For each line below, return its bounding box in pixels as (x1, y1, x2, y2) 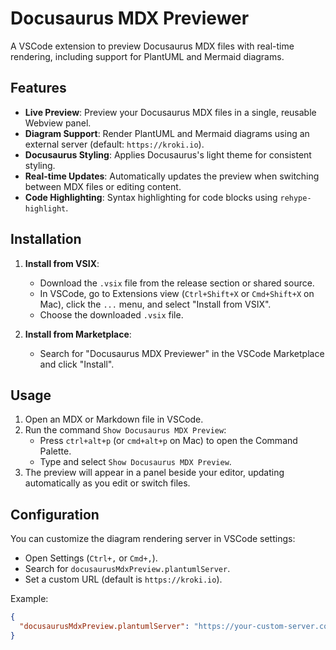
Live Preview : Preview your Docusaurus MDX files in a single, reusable (24, 106, 317, 118)
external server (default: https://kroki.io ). (24, 138, 205, 150)
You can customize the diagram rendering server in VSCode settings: (10, 533, 296, 545)
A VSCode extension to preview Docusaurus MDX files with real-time (10, 40, 295, 52)
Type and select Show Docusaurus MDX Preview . (39, 456, 232, 468)
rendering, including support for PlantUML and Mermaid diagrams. (10, 50, 285, 62)
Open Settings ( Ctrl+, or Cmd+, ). (24, 552, 158, 564)
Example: (10, 593, 49, 605)
